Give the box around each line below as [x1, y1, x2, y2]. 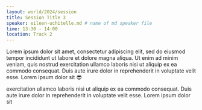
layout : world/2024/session [6, 8, 77, 15]
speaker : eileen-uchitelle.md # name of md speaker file [6, 20, 153, 26]
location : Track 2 [6, 31, 52, 37]
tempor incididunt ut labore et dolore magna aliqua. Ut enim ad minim [6, 54, 178, 62]
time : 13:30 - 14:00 [6, 25, 58, 32]
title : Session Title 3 [6, 15, 66, 21]
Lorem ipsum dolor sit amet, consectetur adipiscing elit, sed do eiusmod [6, 48, 186, 55]
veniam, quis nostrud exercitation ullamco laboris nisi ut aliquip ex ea [6, 61, 177, 68]
